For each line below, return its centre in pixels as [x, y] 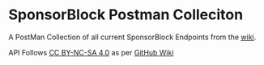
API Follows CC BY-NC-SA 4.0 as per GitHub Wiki [91, 52]
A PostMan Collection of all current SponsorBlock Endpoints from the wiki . [132, 37]
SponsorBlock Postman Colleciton [126, 15]
